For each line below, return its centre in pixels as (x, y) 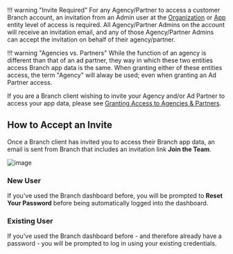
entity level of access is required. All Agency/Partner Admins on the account (116, 25)
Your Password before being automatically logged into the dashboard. (108, 203)
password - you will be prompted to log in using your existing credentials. (112, 244)
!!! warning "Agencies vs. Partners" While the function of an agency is (107, 53)
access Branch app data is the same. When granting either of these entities (115, 68)
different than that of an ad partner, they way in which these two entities (110, 60)
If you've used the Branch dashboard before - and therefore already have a (114, 236)
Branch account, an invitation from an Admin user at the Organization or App (116, 17)
